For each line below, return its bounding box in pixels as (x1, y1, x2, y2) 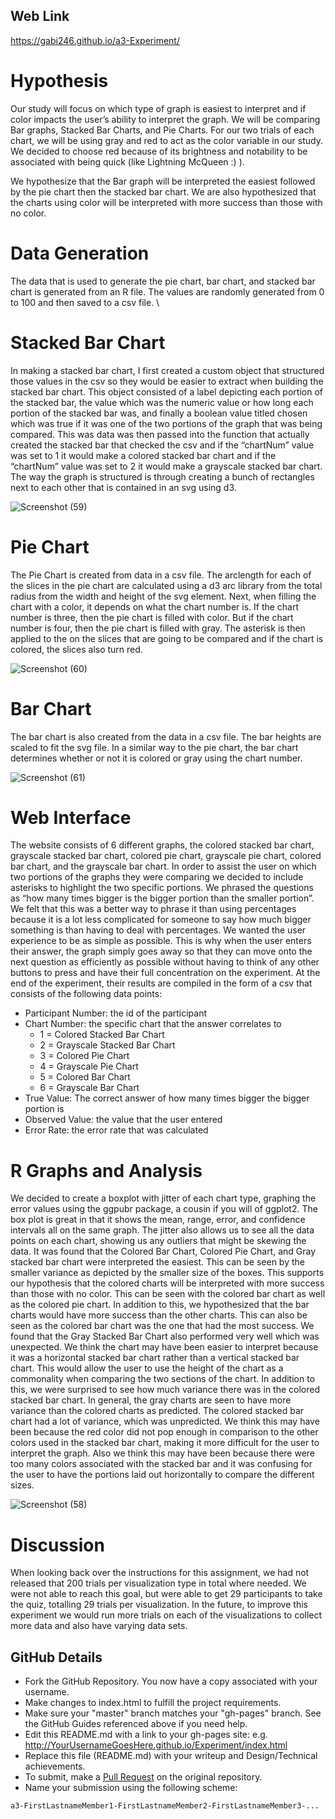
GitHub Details (10, 1649, 103, 1666)
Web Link (10, 8, 70, 25)
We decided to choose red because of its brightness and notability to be (10, 145, 308, 157)
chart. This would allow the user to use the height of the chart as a (10, 1362, 284, 1374)
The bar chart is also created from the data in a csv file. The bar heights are (10, 730, 322, 743)
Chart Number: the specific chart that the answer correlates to (24, 1018, 282, 1030)
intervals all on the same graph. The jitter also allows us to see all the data (10, 1224, 315, 1236)
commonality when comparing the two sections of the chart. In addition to (10, 1373, 316, 1385)
